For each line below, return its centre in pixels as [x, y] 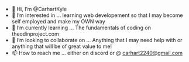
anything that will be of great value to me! [62, 46]
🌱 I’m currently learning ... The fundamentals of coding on [81, 27]
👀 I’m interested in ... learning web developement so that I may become [97, 15]
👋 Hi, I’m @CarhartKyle [39, 9]
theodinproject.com [35, 34]
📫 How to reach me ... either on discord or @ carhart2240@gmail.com [97, 53]
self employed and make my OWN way [58, 21]
